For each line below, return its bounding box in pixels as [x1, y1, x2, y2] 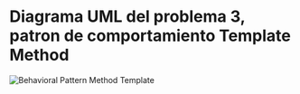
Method [9, 45, 70, 65]
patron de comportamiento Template [9, 25, 291, 46]
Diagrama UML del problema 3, [9, 6, 246, 27]
